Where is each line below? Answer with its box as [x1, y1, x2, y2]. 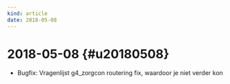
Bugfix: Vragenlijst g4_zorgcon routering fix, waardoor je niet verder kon [17, 69, 223, 77]
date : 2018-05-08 [7, 17, 57, 23]
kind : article [7, 10, 48, 17]
